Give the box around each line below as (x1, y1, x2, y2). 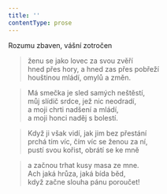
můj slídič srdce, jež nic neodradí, (27, 96, 137, 106)
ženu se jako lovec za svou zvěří (27, 56, 134, 65)
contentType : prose (8, 19, 72, 27)
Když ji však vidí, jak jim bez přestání (27, 128, 147, 138)
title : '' (8, 11, 41, 20)
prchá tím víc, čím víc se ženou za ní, (27, 136, 148, 146)
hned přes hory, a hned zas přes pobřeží (27, 64, 160, 73)
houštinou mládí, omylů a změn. (27, 73, 132, 82)
